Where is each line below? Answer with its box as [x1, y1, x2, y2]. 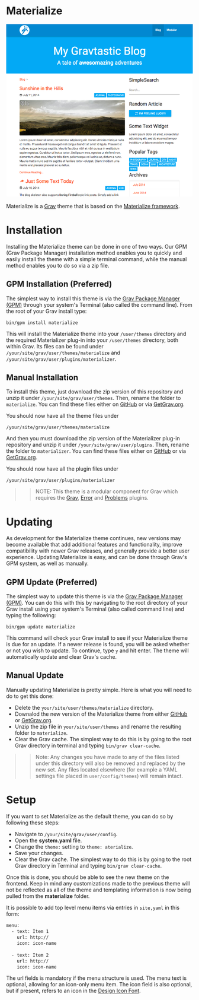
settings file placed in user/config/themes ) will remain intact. [35, 772, 184, 779]
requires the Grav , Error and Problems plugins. [35, 494, 149, 501]
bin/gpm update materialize [6, 624, 76, 630]
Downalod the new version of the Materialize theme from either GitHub [14, 710, 188, 718]
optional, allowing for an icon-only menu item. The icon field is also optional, [6, 980, 192, 988]
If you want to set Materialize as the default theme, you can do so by [6, 812, 174, 820]
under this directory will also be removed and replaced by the [35, 760, 185, 767]
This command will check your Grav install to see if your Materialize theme [6, 634, 188, 642]
